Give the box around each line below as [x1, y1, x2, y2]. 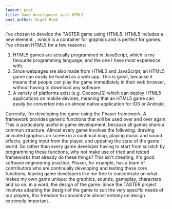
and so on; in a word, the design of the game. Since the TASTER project [5, 181, 157, 187]
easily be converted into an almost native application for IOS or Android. [12, 101, 165, 107]
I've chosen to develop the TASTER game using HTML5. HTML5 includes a [5, 31, 163, 37]
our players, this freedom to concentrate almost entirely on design [5, 193, 145, 199]
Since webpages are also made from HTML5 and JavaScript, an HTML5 [12, 68, 165, 74]
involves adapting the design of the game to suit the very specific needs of [5, 187, 164, 193]
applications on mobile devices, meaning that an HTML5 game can [12, 95, 155, 101]
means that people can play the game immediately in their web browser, [12, 79, 165, 85]
